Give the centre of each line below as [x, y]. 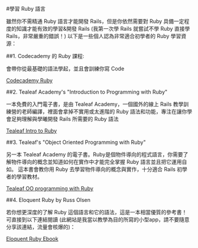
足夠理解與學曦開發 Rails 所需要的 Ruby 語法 [65, 119]
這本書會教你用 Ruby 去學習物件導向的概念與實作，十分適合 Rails [97, 169]
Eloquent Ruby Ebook [32, 239]
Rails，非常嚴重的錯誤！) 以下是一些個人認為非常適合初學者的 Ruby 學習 [94, 36]
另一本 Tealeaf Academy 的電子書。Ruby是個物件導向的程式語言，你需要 [95, 154]
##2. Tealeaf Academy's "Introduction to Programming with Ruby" [87, 92]
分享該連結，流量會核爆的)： [41, 227]
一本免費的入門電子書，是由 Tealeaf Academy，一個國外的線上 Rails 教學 [95, 104]
